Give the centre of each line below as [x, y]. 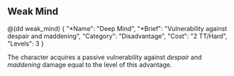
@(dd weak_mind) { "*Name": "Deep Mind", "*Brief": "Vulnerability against [117, 28]
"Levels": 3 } [26, 43]
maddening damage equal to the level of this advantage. [90, 64]
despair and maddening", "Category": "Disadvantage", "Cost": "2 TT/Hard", [117, 36]
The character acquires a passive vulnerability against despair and [105, 57]
